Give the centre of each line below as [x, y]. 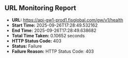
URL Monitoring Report [41, 8]
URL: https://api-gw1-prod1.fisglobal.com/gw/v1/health [67, 20]
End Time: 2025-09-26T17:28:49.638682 [54, 30]
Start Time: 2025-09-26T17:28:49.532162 [55, 25]
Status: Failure [27, 46]
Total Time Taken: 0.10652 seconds [48, 35]
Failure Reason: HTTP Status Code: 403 [53, 51]
